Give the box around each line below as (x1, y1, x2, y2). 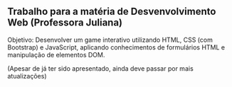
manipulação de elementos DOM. (7, 50, 105, 59)
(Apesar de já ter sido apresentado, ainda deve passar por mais (7, 64, 194, 73)
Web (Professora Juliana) (7, 17, 123, 29)
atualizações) (7, 71, 48, 80)
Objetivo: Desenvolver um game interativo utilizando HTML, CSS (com (7, 35, 213, 44)
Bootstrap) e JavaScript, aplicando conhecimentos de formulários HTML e (7, 42, 226, 52)
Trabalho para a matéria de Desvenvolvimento (7, 6, 216, 18)
